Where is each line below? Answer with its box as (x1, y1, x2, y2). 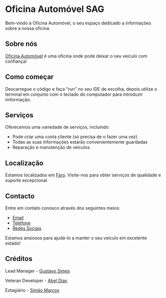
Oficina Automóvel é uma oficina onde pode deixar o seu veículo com (5, 53, 148, 59)
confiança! (5, 58, 27, 64)
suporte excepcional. (5, 177, 48, 183)
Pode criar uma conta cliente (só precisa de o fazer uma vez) (12, 134, 138, 140)
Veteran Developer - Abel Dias (5, 278, 68, 284)
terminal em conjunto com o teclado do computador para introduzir (5, 91, 143, 97)
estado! (5, 240, 21, 246)
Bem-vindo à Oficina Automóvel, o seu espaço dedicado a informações (5, 20, 152, 26)
